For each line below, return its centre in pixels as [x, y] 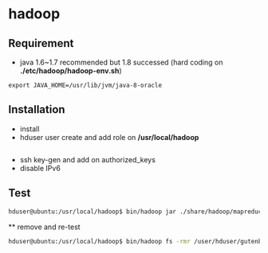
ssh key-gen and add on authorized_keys [87, 159]
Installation [37, 109]
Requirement [41, 43]
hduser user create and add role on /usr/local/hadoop [109, 137]
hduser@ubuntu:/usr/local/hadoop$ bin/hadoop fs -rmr [100, 241]
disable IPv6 [40, 168]
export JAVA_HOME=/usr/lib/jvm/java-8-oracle [85, 85]
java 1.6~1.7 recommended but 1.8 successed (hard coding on [121, 62]
